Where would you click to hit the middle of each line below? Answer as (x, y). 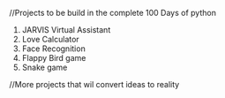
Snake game (45, 67)
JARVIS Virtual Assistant (66, 30)
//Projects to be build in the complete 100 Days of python (112, 13)
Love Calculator (50, 39)
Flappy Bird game (54, 58)
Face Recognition (53, 49)
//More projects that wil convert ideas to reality (94, 84)
